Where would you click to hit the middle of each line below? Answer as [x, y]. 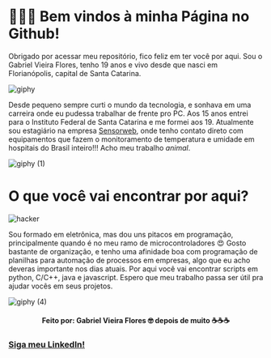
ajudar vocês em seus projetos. [61, 286]
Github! [34, 34]
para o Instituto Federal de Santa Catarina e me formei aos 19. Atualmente [131, 121]
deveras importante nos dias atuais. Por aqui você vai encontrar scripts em [133, 268]
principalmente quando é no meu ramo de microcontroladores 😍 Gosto [127, 243]
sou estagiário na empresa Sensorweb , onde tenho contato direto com [126, 130]
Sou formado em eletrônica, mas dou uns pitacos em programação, [121, 234]
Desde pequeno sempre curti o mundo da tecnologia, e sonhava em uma [130, 104]
